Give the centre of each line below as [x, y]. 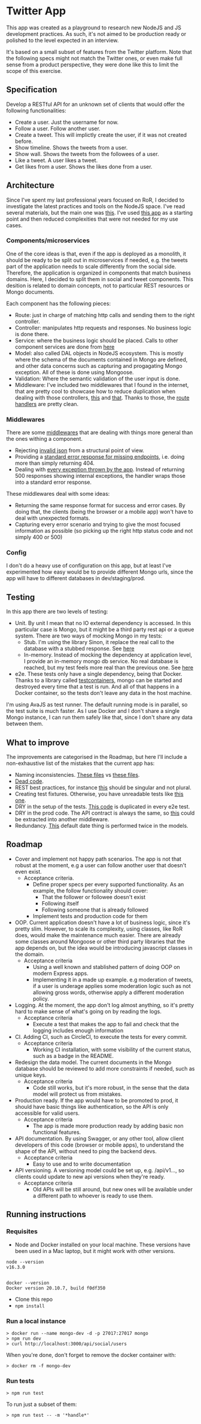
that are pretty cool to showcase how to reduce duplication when [95, 391]
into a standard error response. [53, 482]
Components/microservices [48, 240]
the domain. [30, 954]
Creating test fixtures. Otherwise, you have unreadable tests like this [99, 794]
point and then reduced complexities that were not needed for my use [92, 219]
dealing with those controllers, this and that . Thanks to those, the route [102, 397]
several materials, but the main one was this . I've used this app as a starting [100, 212]
